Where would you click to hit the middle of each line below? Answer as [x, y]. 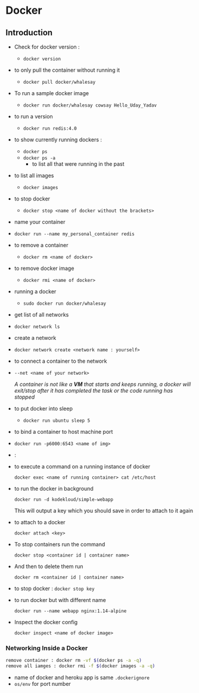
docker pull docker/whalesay [59, 82]
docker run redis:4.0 [50, 129]
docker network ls [37, 327]
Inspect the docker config [46, 622]
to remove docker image [44, 268]
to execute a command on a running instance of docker [82, 466]
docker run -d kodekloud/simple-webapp [64, 500]
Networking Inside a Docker [47, 648]
